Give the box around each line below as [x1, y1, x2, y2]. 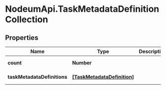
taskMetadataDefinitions [7, 74, 68, 80]
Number [72, 60, 92, 66]
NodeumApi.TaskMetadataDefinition [5, 3, 160, 15]
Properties [5, 33, 39, 42]
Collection [5, 14, 48, 25]
